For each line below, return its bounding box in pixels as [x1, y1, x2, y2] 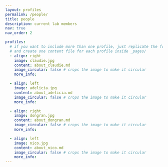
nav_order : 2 [5, 30, 32, 35]
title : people [5, 16, 35, 21]
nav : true [5, 26, 26, 31]
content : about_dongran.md [14, 118, 70, 123]
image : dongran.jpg [14, 113, 55, 118]
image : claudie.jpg [14, 58, 55, 63]
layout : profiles [5, 7, 41, 12]
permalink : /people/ [5, 12, 48, 17]
